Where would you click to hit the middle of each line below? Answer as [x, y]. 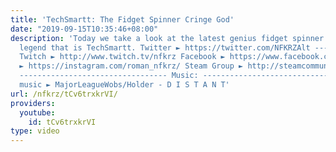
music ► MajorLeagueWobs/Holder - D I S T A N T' [124, 85]
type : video [35, 131]
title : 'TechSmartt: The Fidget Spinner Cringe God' [122, 19]
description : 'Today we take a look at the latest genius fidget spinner [167, 38]
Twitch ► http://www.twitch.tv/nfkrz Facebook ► [122, 57]
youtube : [37, 112]
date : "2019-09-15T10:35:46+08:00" [84, 29]
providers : [33, 103]
